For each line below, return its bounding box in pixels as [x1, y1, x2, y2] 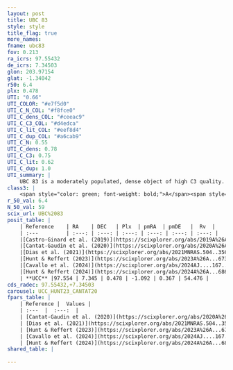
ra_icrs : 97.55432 [7, 56, 60, 62]
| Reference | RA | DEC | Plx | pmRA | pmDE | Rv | [19, 223, 216, 230]
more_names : [7, 36, 42, 43]
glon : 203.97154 [7, 68, 54, 75]
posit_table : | [7, 217, 51, 224]
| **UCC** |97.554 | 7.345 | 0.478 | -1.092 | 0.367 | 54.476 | [19, 275, 209, 282]
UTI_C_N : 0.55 [7, 140, 49, 146]
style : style [7, 23, 45, 30]
